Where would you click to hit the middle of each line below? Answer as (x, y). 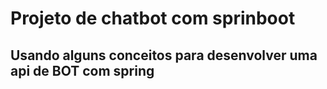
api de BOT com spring (82, 70)
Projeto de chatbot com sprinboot (153, 18)
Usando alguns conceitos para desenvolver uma (164, 55)
